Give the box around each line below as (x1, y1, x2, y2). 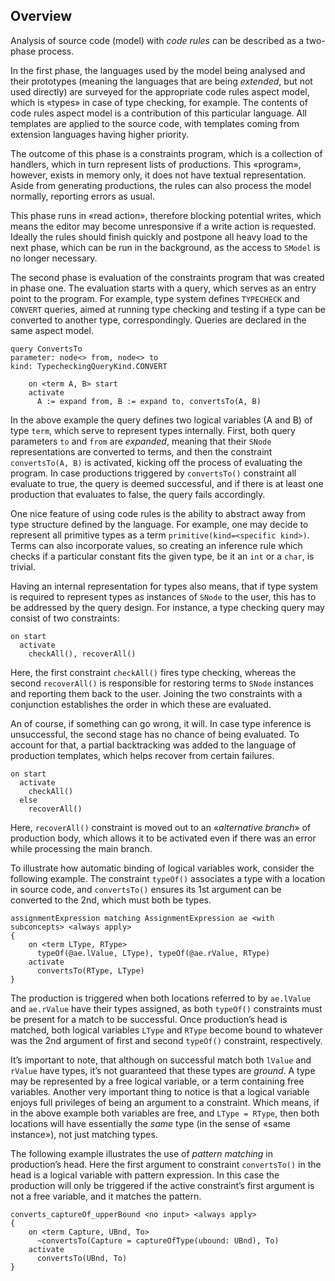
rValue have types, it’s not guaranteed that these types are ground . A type (10, 1064, 316, 1076)
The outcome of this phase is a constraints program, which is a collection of (10, 147, 323, 159)
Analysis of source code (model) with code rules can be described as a (10, 34, 305, 46)
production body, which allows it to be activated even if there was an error (10, 832, 317, 844)
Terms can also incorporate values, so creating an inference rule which (10, 539, 303, 551)
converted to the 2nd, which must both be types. (10, 894, 212, 906)
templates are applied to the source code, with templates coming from (10, 117, 300, 129)
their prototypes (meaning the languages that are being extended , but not (10, 75, 313, 87)
